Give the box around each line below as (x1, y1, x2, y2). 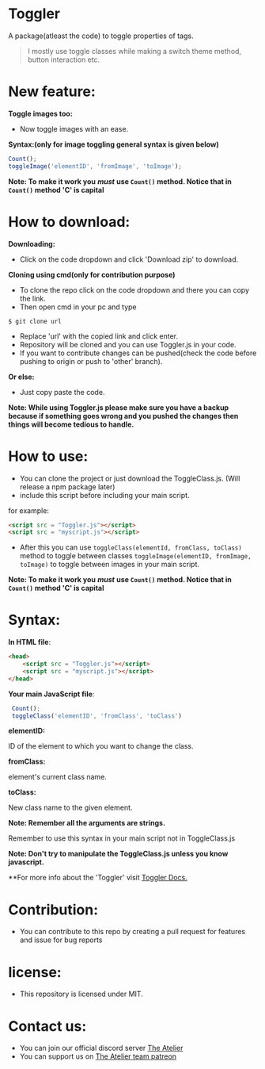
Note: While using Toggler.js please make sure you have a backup (8, 402, 229, 412)
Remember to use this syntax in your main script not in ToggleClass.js (8, 833, 236, 843)
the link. (19, 293, 46, 303)
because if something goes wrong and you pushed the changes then (8, 411, 239, 420)
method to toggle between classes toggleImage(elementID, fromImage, (19, 551, 252, 561)
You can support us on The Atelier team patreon (19, 1052, 176, 1061)
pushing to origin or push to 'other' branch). (19, 356, 163, 366)
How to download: (8, 213, 131, 231)
